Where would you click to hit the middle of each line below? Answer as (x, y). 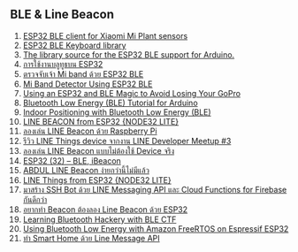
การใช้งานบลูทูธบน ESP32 (63, 64)
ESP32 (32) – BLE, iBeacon (72, 160)
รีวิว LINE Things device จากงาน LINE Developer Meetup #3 (127, 141)
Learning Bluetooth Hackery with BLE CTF (99, 219)
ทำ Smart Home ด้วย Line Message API (91, 238)
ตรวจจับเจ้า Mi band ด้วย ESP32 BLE (83, 73)
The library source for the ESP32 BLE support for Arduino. (129, 54)
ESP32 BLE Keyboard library (74, 45)
